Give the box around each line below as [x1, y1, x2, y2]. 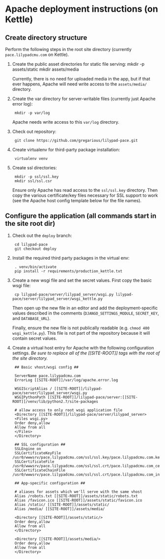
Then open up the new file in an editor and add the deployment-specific [12, 305, 158, 311]
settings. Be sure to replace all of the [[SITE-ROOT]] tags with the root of [12, 350, 160, 356]
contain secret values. [12, 335, 57, 341]
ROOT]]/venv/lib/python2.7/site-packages [12, 399, 98, 404]
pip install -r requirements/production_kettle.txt [14, 268, 123, 273]
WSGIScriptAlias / [14, 386, 53, 391]
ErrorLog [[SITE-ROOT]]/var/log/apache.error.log [14, 377, 118, 382]
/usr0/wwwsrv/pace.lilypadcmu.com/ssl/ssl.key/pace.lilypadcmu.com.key [12, 455, 162, 460]
